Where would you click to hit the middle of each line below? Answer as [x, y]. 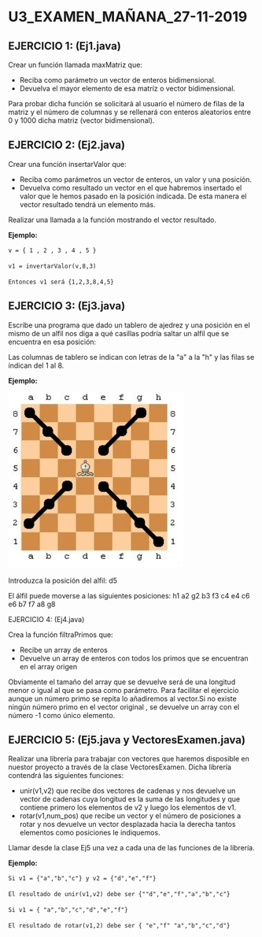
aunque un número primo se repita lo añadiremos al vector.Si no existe [123, 698]
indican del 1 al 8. [36, 365]
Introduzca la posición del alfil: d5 [63, 580]
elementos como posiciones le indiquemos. [90, 833]
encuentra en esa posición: [52, 342]
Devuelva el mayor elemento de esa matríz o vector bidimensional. [127, 88]
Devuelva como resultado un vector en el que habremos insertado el [131, 187]
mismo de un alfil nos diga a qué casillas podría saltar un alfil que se [119, 333]
